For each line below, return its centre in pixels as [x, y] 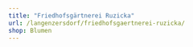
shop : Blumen [30, 30]
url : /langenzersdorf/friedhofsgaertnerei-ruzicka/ [96, 23]
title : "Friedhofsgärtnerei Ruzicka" [72, 16]
